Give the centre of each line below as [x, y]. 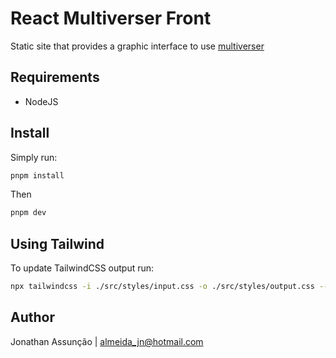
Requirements [55, 77]
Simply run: [34, 157]
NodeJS [41, 101]
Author [32, 317]
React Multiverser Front [111, 18]
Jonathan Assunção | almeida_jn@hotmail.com [107, 341]
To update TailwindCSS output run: [82, 268]
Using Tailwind [57, 243]
